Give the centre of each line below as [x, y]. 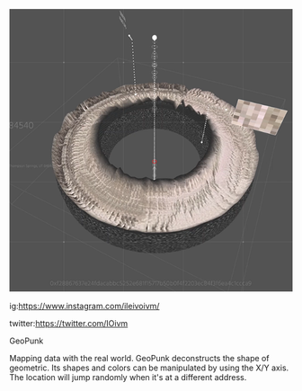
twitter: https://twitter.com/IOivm [69, 324]
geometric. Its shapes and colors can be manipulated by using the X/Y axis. [149, 368]
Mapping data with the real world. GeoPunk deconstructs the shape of [139, 359]
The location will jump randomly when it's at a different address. [128, 378]
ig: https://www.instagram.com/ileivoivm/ [84, 307]
